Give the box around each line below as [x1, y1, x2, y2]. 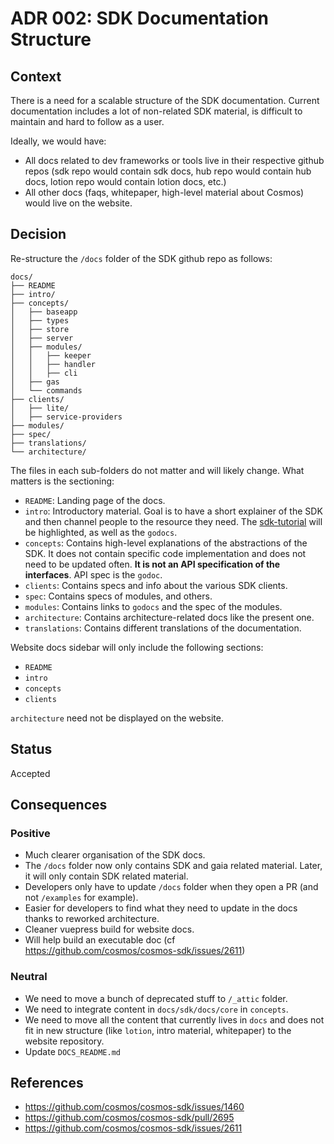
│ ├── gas [10, 377, 60, 387]
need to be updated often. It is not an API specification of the [24, 558, 281, 570]
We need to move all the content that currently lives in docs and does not [24, 1013, 325, 1026]
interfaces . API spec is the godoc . [24, 568, 163, 581]
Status [10, 741, 53, 758]
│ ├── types [10, 315, 70, 326]
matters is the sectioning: [10, 475, 115, 487]
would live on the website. [24, 197, 133, 209]
